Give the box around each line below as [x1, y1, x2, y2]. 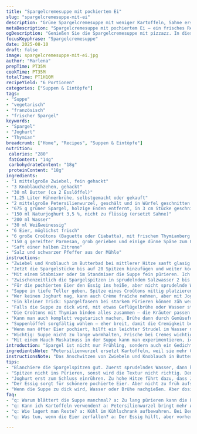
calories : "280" [8, 151, 49, 157]
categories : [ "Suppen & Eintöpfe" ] [6, 85, 93, 91]
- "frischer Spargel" [6, 112, 59, 118]
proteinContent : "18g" [8, 167, 64, 174]
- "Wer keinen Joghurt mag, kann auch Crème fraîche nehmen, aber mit [6, 293, 182, 299]
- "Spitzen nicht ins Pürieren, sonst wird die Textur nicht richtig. [6, 370, 182, 376]
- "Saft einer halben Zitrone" [6, 244, 83, 250]
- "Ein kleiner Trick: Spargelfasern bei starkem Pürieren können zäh [6, 299, 182, 305]
